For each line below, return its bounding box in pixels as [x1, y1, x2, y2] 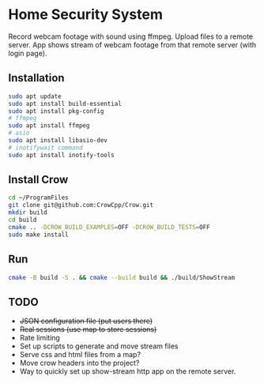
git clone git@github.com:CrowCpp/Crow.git [8, 201, 154, 209]
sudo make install [8, 231, 69, 239]
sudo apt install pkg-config [8, 107, 104, 115]
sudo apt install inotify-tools [8, 151, 115, 159]
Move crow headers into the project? [19, 358, 140, 368]
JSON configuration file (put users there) [19, 316, 153, 326]
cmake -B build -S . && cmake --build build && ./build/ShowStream [8, 273, 236, 281]
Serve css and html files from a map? [19, 350, 141, 360]
